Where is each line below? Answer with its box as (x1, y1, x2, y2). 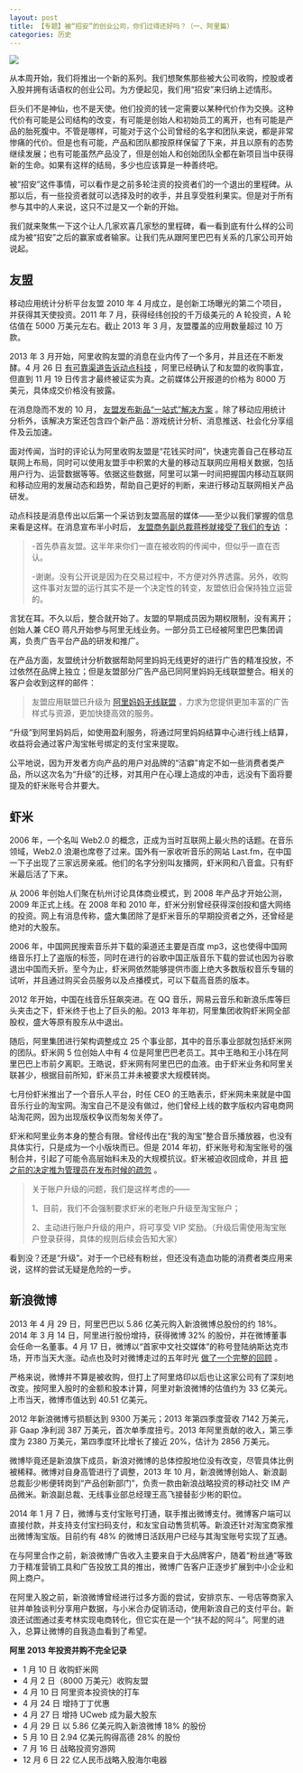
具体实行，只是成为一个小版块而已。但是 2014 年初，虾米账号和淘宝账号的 (9, 1142, 285, 1152)
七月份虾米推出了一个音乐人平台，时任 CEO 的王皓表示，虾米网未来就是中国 (9, 1089, 291, 1099)
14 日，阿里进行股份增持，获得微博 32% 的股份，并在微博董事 (57, 1330, 287, 1340)
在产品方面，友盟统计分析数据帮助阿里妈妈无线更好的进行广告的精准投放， (9, 655, 286, 666)
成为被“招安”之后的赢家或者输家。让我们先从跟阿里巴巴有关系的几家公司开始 (9, 232, 293, 243)
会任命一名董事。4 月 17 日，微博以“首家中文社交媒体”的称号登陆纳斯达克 (9, 1340, 281, 1351)
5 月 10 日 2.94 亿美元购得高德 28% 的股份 (22, 1731, 181, 1742)
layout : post (9, 13, 59, 23)
